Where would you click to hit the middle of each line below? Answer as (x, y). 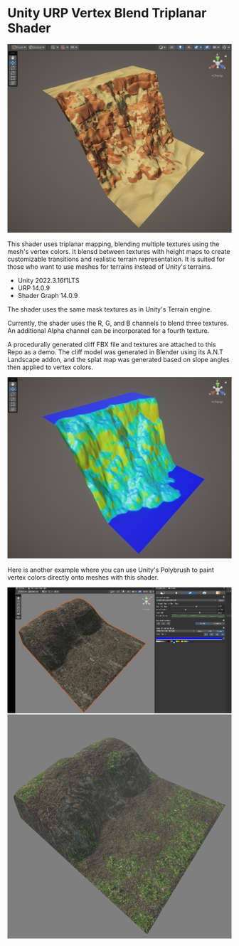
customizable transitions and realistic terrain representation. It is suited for (116, 259)
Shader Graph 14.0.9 (48, 295)
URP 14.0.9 (34, 288)
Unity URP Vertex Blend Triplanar (107, 13)
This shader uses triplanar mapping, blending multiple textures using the (113, 244)
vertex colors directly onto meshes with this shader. (83, 578)
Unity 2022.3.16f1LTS (48, 280)
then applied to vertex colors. (51, 367)
